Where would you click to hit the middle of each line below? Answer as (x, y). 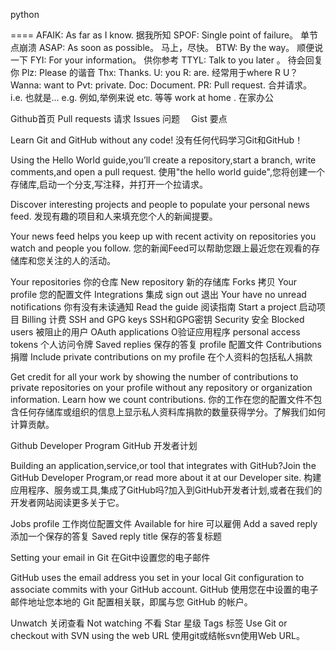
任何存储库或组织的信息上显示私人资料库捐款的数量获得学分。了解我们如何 (172, 412)
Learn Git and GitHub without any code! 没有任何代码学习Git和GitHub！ (157, 140)
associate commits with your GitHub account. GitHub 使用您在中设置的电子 (164, 589)
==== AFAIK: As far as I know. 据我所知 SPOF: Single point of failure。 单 (160, 35)
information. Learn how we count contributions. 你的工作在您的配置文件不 (162, 399)
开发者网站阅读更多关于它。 (67, 502)
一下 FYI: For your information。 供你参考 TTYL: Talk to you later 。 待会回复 (166, 60)
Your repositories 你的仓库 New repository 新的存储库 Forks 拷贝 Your (154, 282)
